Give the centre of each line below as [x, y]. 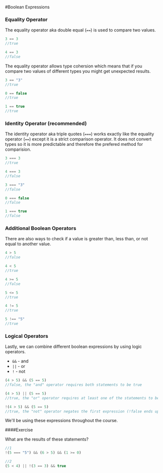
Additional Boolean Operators [41, 228]
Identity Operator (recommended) [46, 123]
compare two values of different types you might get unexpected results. [78, 71]
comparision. [18, 149]
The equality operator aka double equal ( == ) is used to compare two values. [81, 30]
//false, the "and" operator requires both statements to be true [73, 385]
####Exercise [19, 430]
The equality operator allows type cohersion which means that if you [73, 66]
